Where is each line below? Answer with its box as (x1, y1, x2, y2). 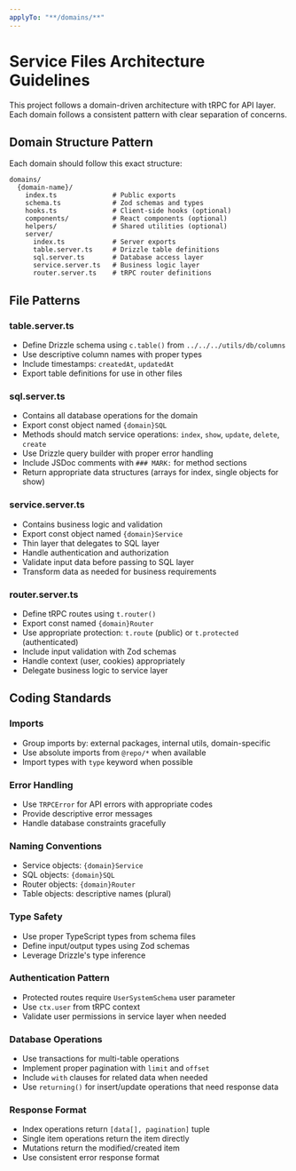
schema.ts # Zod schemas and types (25, 199, 204, 208)
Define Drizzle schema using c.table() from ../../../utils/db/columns (21, 339, 286, 351)
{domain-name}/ (17, 183, 74, 192)
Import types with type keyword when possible (21, 756, 193, 767)
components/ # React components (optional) (25, 214, 228, 223)
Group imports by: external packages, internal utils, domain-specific (21, 737, 271, 748)
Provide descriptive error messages (21, 808, 153, 818)
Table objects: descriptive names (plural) (21, 888, 172, 899)
